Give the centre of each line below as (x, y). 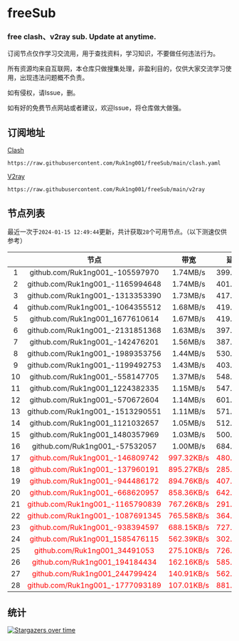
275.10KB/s (189, 550)
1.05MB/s (189, 424)
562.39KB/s (189, 539)
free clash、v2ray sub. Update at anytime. (82, 37)
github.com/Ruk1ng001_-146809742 (94, 458)
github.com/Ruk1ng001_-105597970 (94, 272)
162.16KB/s (189, 563)
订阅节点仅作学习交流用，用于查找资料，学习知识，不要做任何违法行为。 (113, 53)
